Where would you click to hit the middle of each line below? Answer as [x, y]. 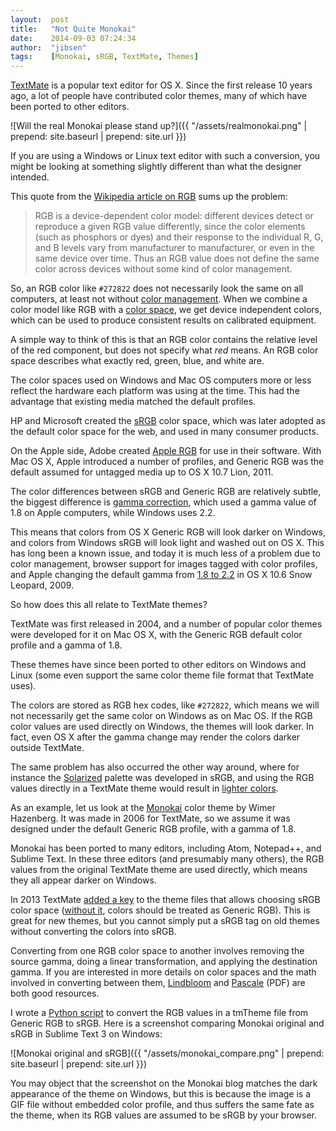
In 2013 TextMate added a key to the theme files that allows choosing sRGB [165, 900]
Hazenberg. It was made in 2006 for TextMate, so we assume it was [150, 818]
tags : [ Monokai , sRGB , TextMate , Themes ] [104, 57]
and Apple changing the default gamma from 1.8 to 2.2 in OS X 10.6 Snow [161, 575]
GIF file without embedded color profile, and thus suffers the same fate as [162, 1105]
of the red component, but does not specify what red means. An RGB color [164, 350]
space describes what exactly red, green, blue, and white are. [137, 361]
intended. [30, 177]
